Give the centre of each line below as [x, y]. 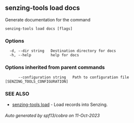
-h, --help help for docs [44, 55]
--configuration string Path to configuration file [74, 77]
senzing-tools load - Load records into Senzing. [60, 105]
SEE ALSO [17, 94]
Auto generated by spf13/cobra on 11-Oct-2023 [52, 116]
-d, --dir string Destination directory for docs [63, 51]
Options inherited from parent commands [55, 68]
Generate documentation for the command [48, 19]
